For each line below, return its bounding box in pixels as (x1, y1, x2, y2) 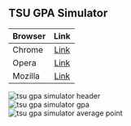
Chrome (12, 44, 43, 55)
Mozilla (12, 70, 41, 82)
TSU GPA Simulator (8, 6, 108, 20)
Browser (12, 30, 46, 41)
